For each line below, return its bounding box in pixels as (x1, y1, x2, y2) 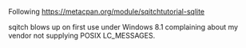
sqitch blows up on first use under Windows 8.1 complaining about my (8, 22, 238, 31)
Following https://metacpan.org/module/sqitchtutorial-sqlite (8, 7, 205, 16)
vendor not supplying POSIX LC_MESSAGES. (8, 31, 156, 40)
